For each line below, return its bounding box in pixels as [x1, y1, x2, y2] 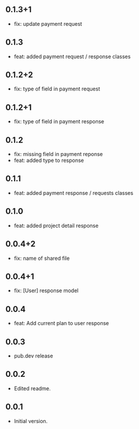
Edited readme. [13, 384, 51, 392]
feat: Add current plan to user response [13, 320, 109, 327]
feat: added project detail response [13, 222, 99, 229]
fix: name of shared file [13, 255, 70, 262]
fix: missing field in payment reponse [13, 151, 103, 158]
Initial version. [13, 417, 48, 424]
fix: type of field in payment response [13, 118, 105, 125]
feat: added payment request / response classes [13, 53, 131, 60]
